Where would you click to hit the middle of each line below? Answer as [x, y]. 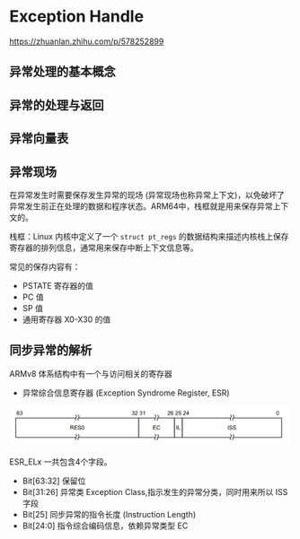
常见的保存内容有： [45, 266]
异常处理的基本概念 [62, 72]
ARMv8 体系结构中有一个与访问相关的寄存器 [91, 373]
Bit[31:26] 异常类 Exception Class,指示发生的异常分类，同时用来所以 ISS [155, 492]
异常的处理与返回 [57, 105]
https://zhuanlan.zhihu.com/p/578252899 [87, 41]
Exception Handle [77, 17]
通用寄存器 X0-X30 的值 [66, 319]
